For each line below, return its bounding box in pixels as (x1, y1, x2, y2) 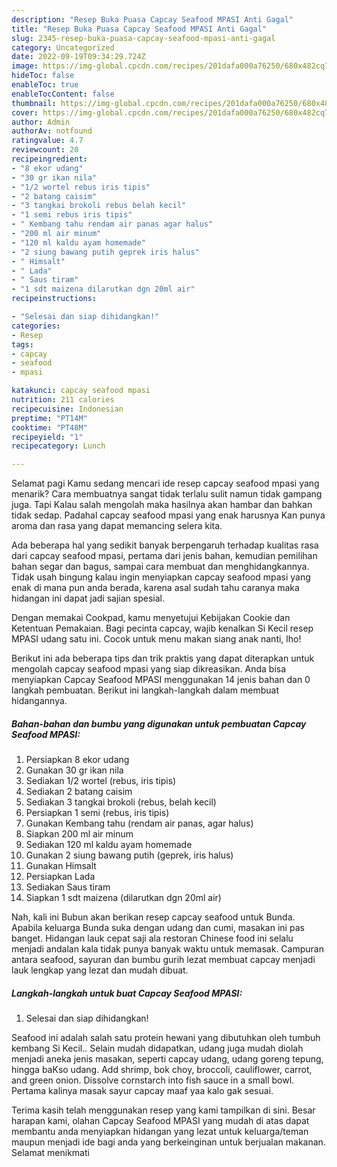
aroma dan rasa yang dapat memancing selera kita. (11, 520, 223, 532)
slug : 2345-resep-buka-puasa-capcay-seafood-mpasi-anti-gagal (11, 33, 276, 43)
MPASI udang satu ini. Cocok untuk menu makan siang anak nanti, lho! (11, 633, 302, 645)
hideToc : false (11, 71, 75, 81)
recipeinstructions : (11, 294, 98, 304)
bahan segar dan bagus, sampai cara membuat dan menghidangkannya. (11, 561, 310, 573)
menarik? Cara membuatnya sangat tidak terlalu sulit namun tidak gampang (11, 488, 323, 500)
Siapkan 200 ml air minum (25, 828, 134, 840)
